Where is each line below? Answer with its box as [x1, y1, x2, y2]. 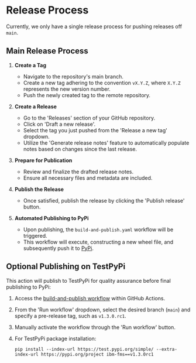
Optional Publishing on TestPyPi [6, 262, 126, 272]
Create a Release [14, 103, 57, 110]
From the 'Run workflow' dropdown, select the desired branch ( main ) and [14, 306, 191, 313]
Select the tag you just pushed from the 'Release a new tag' [23, 126, 168, 133]
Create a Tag [14, 61, 47, 69]
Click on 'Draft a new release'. [23, 121, 96, 128]
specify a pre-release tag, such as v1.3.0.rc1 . [14, 312, 127, 319]
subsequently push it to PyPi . [23, 244, 94, 252]
